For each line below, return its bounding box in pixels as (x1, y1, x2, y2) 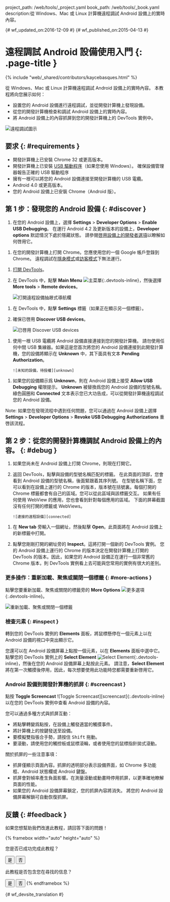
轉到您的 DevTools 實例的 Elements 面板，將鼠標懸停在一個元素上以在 (5, 630, 152, 636)
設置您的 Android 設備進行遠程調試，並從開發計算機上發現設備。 (12, 102, 148, 108)
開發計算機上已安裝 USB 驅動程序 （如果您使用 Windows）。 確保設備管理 (12, 163, 164, 169)
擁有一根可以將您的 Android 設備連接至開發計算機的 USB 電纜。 (12, 175, 146, 181)
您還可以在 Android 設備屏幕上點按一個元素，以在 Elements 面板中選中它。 (5, 647, 162, 654)
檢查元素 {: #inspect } (5, 618, 59, 625)
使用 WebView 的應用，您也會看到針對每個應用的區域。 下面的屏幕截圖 (17, 497, 165, 503)
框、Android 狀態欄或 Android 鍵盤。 (12, 768, 90, 775)
